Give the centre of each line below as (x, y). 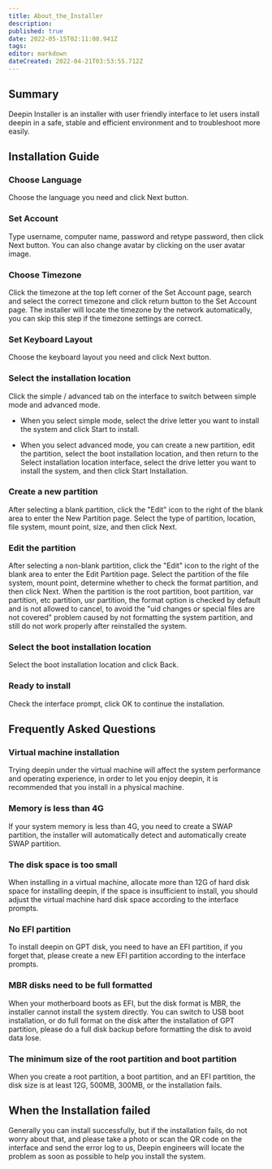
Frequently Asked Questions (82, 729)
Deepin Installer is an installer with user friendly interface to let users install (134, 114)
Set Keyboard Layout (51, 339)
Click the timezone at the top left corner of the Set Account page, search (130, 292)
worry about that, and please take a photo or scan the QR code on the (125, 1139)
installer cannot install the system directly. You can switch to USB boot (126, 1012)
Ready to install (40, 686)
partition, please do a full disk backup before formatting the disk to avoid (130, 1029)
